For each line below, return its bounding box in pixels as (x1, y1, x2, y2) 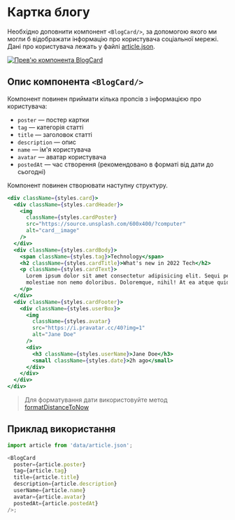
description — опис (17, 138, 77, 146)
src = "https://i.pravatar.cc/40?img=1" (32, 324, 145, 332)
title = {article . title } (13, 474, 80, 481)
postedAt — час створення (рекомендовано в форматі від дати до (17, 160, 214, 168)
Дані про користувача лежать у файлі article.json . (7, 42, 155, 50)
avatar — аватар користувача (17, 152, 106, 161)
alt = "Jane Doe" (32, 331, 77, 338)
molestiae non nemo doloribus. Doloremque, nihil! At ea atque (25, 279, 215, 287)
